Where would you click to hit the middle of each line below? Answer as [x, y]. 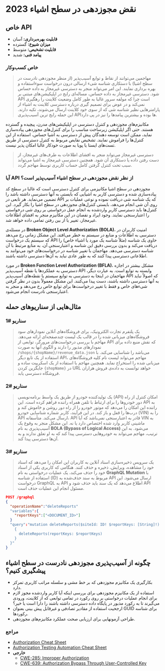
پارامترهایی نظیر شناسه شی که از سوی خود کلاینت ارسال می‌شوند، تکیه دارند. [89, 110]
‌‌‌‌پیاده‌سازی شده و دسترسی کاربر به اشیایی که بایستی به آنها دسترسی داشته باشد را [81, 194]
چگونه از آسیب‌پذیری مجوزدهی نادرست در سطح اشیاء [78, 563]
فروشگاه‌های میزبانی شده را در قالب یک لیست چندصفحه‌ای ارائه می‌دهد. [83, 337]
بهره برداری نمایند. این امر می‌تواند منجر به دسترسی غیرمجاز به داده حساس [87, 89]
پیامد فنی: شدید [27, 55]
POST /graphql [20, 497]
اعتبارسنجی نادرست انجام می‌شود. [37, 291]
